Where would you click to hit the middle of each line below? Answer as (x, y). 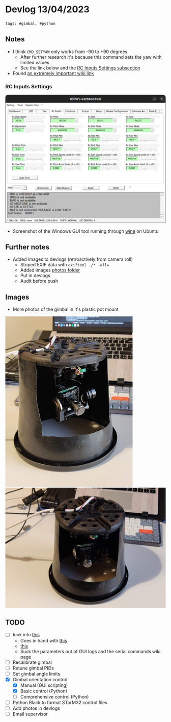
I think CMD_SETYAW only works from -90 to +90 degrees (70, 52)
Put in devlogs (35, 276)
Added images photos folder (50, 270)
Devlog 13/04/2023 (48, 9)
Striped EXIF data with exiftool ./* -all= (65, 265)
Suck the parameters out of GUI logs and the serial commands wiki (90, 651)
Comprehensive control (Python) (54, 696)
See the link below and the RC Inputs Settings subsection (80, 68)
